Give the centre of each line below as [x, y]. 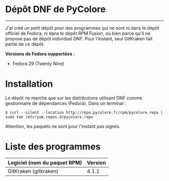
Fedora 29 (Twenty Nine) [38, 64]
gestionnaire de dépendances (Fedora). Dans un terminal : [66, 103]
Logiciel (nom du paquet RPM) [45, 162]
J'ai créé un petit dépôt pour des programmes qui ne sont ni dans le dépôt [82, 28]
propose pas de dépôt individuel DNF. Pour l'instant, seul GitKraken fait [79, 38]
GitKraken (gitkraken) [33, 171]
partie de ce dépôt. [25, 44]
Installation [29, 84]
